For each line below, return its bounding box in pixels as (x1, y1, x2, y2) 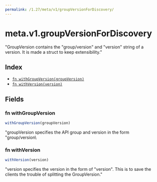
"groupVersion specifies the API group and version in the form (5, 129, 130, 135)
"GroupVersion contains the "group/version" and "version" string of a (5, 44, 144, 50)
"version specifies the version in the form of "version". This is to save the (5, 167, 152, 172)
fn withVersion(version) (12, 82, 63, 87)
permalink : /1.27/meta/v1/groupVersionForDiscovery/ (5, 7, 114, 12)
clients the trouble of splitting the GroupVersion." (5, 171, 103, 177)
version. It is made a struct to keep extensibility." (5, 49, 102, 55)
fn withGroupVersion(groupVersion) (12, 77, 85, 82)
